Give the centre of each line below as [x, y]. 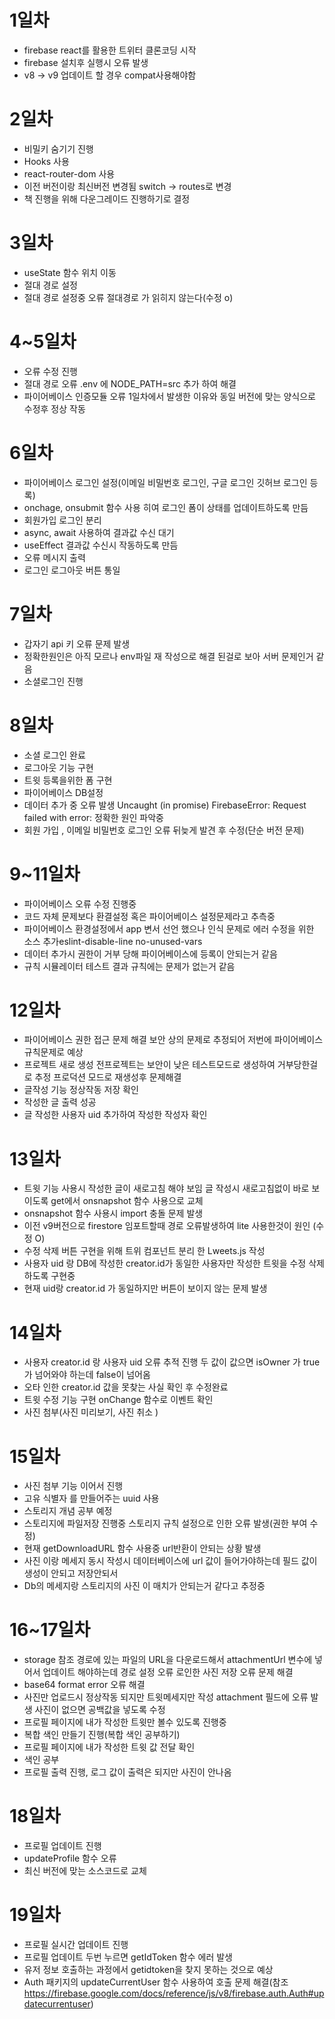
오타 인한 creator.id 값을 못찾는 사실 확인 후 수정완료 [126, 1387]
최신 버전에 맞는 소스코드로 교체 [85, 1871]
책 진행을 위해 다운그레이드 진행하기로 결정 [107, 198]
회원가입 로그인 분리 [62, 520]
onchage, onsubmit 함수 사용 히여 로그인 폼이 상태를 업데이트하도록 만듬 [166, 507]
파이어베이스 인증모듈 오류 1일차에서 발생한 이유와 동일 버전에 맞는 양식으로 [169, 396]
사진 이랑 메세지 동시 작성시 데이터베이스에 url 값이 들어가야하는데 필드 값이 [170, 1561]
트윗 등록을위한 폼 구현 [68, 780]
